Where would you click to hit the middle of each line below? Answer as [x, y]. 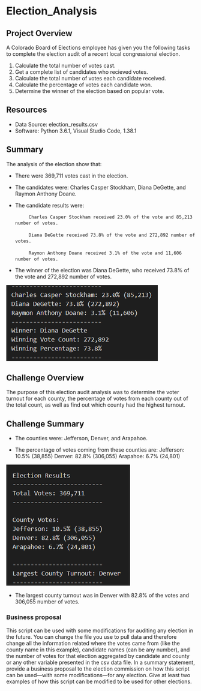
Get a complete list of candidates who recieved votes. [81, 72]
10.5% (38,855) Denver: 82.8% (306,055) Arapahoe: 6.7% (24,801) [97, 456]
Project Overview [39, 33]
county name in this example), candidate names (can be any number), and [98, 650]
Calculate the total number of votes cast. [65, 65]
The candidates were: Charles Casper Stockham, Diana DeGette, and [100, 187]
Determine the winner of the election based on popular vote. [89, 91]
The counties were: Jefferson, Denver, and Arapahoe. [81, 438]
